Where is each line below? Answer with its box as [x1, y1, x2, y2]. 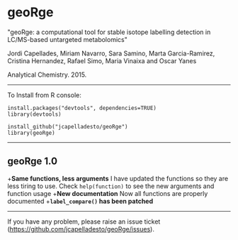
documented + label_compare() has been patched [7, 197, 154, 205]
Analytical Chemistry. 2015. [7, 70, 87, 79]
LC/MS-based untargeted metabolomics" [7, 35, 127, 43]
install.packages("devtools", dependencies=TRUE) [7, 104, 157, 111]
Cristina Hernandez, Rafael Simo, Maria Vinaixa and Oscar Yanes [7, 56, 197, 65]
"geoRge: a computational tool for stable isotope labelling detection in [7, 28, 211, 36]
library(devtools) [7, 111, 62, 118]
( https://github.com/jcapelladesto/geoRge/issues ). [7, 224, 154, 233]
